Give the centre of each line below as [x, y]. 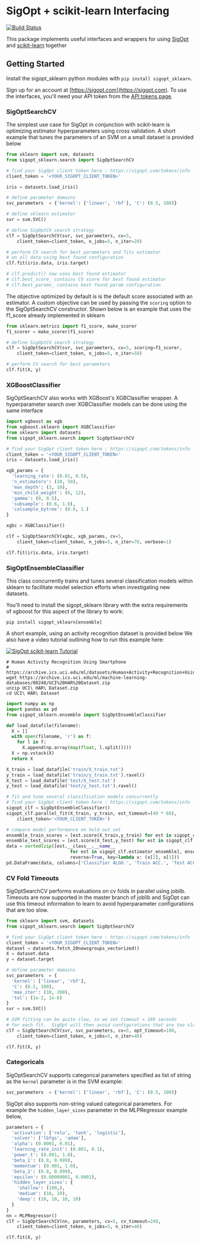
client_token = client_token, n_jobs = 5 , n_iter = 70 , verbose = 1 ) [94, 542]
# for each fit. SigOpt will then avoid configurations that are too [96, 1025]
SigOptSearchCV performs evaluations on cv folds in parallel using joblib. [96, 891]
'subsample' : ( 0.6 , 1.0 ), [44, 504]
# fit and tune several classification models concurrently [82, 797]
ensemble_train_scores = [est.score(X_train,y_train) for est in [89, 835]
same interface [25, 411]
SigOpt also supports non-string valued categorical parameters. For [89, 1103]
